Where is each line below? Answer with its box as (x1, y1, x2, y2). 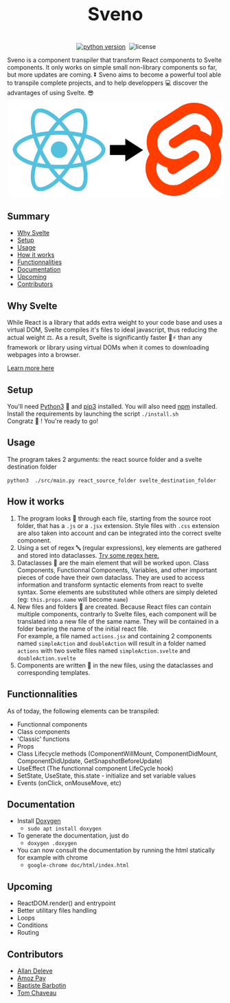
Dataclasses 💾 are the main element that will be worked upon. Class (16, 558, 209, 567)
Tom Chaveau (16, 989, 57, 997)
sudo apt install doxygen (27, 825, 102, 833)
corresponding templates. (16, 668, 91, 676)
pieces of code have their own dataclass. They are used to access (16, 573, 205, 581)
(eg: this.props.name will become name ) (16, 595, 128, 603)
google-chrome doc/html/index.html (27, 862, 129, 869)
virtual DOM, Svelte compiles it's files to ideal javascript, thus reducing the (7, 325, 218, 334)
